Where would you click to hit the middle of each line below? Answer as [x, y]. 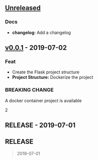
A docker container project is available [43, 100]
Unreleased [23, 8]
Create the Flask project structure [46, 72]
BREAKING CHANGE [29, 90]
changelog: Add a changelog [41, 32]
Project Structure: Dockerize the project [53, 77]
